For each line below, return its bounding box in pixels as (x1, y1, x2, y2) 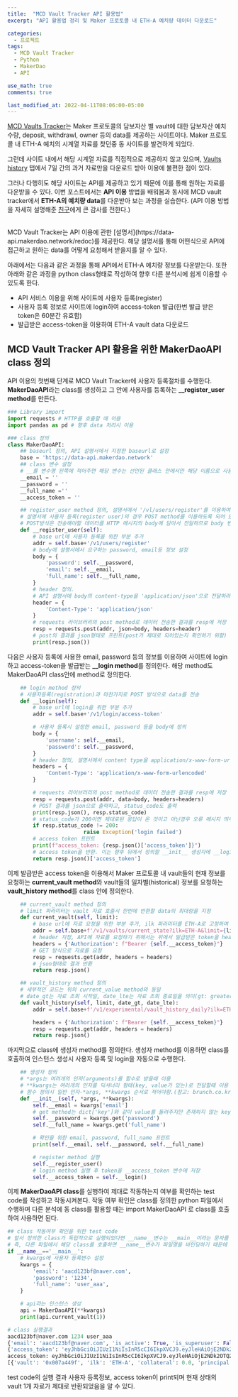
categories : (7, 30, 42, 37)
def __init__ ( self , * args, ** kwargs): (20, 1095, 135, 1102)
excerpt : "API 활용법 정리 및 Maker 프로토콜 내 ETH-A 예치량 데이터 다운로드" (7, 17, 217, 24)
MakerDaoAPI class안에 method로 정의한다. (7, 670, 132, 679)
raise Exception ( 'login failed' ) (83, 828, 182, 836)
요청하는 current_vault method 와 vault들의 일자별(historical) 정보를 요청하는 (7, 877, 223, 886)
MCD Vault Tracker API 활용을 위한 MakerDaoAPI (7, 343, 222, 355)
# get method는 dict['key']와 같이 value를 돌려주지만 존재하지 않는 (33, 1108, 218, 1115)
